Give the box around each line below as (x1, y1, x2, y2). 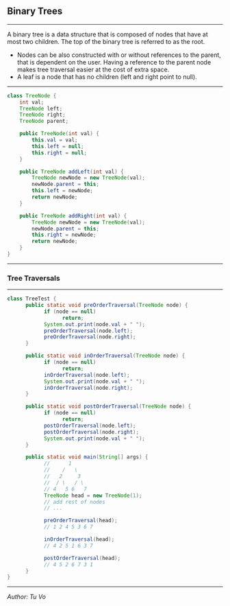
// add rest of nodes (43, 498, 106, 505)
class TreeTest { (7, 295, 57, 303)
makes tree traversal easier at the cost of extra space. (16, 65, 170, 73)
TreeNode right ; (19, 111, 66, 119)
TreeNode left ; (19, 105, 63, 112)
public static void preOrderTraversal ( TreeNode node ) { (25, 302, 188, 309)
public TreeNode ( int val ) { (19, 130, 99, 137)
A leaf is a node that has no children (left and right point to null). (16, 72, 197, 81)
